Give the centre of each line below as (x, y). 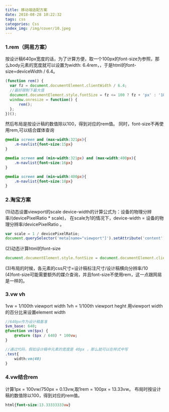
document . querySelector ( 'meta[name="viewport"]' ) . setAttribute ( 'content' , (85, 238)
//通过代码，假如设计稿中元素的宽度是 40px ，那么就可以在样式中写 (67, 349)
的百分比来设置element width (35, 312)
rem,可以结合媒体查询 (32, 130)
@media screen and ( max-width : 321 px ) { (46, 140)
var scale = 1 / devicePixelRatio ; (43, 234)
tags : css (16, 19)
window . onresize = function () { (44, 99)
